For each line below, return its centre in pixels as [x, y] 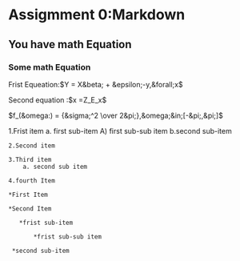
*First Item [28, 195]
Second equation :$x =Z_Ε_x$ [58, 100]
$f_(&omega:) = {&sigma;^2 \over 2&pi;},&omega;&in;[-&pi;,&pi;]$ [116, 115]
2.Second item [32, 146]
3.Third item [30, 159]
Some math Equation [50, 67]
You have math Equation [70, 44]
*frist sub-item [46, 223]
